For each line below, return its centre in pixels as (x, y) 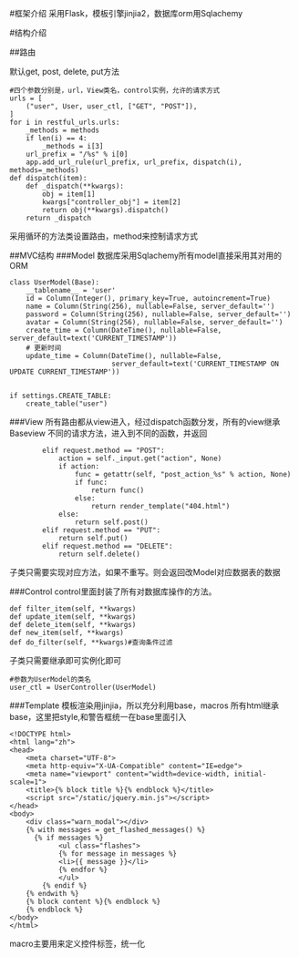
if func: (91, 482)
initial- (250, 774)
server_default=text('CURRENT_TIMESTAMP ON (195, 364)
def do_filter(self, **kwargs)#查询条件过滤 (91, 643)
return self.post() (111, 522)
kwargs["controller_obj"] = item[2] (112, 202)
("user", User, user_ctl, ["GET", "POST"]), (112, 107)
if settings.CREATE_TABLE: (61, 396)
